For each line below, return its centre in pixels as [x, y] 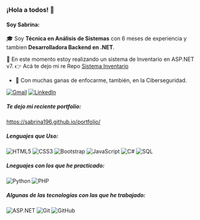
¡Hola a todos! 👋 [30, 10]
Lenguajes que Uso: [32, 136]
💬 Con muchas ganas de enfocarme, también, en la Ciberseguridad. [101, 81]
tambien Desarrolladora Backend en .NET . [60, 47]
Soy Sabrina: [23, 25]
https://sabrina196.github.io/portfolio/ [53, 122]
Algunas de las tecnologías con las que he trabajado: [76, 195]
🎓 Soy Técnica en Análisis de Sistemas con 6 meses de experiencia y [97, 39]
